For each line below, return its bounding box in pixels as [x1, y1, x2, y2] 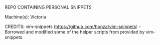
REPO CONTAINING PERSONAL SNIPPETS [4, 4, 92, 10]
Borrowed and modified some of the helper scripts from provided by [4, 29, 145, 34]
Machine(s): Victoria [4, 14, 46, 19]
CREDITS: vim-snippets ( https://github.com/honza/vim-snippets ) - [4, 23, 141, 29]
